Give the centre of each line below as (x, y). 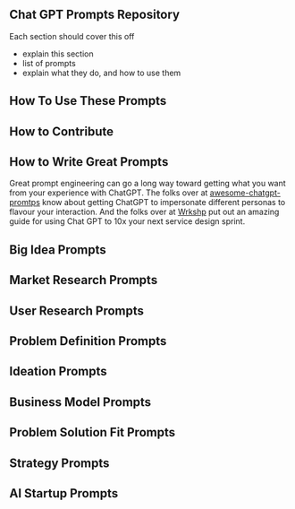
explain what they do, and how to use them (101, 73)
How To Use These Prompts (88, 101)
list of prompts (49, 63)
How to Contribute (62, 131)
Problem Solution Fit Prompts (93, 432)
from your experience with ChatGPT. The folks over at (109, 193)
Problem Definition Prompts (88, 341)
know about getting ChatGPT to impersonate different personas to (164, 203)
